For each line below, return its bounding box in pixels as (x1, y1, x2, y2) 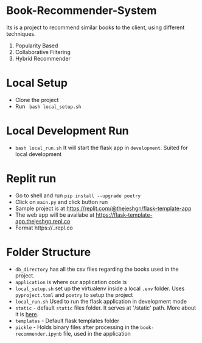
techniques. (6, 30, 36, 37)
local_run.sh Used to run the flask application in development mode (15, 297, 187, 305)
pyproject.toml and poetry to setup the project (15, 291, 133, 298)
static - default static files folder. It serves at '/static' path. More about (15, 304, 197, 311)
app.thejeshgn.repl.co (15, 217, 71, 225)
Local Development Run (6, 124, 129, 138)
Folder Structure (6, 245, 91, 259)
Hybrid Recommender (15, 55, 71, 62)
